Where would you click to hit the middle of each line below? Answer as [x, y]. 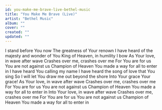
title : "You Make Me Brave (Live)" [41, 14]
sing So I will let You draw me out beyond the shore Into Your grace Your [78, 76]
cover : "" [15, 28]
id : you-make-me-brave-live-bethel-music [48, 9]
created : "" [17, 32]
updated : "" [17, 37]
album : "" [15, 23]
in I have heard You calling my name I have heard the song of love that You [80, 71]
